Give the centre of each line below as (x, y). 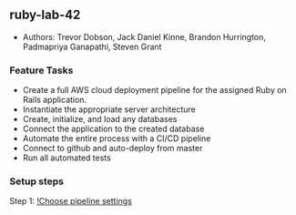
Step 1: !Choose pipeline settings (71, 201)
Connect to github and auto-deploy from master (112, 148)
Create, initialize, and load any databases (100, 119)
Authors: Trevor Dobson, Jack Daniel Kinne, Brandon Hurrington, (144, 36)
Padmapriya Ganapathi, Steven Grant (92, 46)
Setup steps (37, 181)
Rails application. (55, 100)
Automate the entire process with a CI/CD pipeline (117, 138)
